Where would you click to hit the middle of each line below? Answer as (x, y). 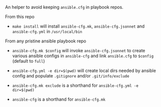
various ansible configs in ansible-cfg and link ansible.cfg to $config (83, 56)
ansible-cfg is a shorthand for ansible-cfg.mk (59, 99)
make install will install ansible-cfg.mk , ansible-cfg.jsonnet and (78, 26)
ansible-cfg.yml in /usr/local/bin (47, 31)
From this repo (20, 17)
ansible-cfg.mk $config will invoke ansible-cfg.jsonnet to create (79, 51)
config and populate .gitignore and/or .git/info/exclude (71, 76)
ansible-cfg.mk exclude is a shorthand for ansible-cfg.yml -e (75, 85)
